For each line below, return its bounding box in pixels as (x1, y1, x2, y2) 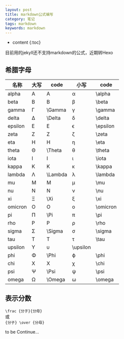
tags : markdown (5, 21, 37, 26)
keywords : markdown (5, 26, 46, 31)
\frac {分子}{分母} (5, 309, 43, 314)
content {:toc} (12, 39, 41, 45)
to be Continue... (5, 329, 40, 335)
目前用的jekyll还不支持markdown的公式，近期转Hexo (5, 50, 113, 56)
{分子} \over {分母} (5, 320, 45, 325)
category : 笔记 (5, 16, 35, 21)
